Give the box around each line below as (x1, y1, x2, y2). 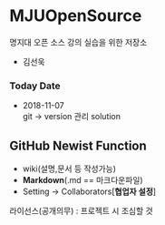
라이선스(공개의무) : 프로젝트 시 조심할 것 (9, 206, 153, 217)
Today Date (9, 79, 61, 92)
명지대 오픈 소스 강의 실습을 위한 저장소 (9, 36, 148, 47)
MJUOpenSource (9, 5, 142, 26)
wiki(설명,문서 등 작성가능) (22, 163, 116, 174)
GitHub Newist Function (9, 138, 147, 153)
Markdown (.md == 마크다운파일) (22, 175, 143, 186)
